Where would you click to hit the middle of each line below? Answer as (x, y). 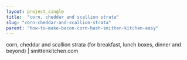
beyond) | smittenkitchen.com (42, 51)
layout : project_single (35, 11)
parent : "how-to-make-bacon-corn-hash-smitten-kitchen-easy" (82, 28)
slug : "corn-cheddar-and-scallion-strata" (59, 22)
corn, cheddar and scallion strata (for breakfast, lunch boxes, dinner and (94, 45)
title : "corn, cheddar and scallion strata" (62, 17)
